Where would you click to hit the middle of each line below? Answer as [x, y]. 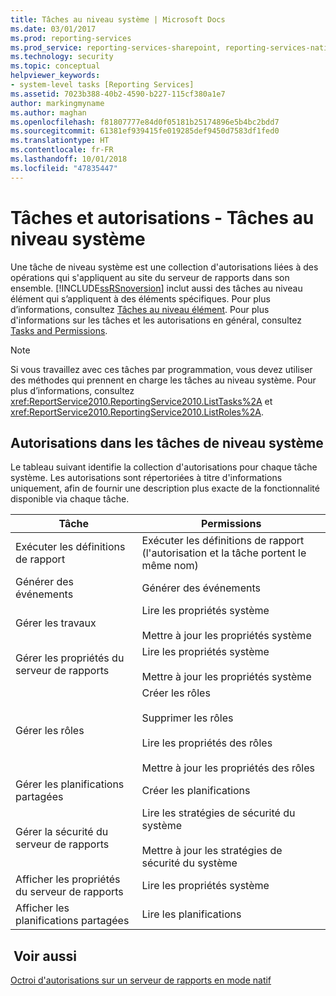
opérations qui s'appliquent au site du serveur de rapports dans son [150, 277]
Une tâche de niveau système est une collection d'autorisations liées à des [164, 267]
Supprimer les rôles [187, 718]
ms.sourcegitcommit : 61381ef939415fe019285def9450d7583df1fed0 [145, 131]
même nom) [170, 566]
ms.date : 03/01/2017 [53, 29]
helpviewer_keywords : [55, 76]
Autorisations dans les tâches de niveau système [167, 442]
